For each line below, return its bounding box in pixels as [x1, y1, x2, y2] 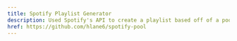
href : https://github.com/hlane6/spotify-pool [7, 23, 147, 30]
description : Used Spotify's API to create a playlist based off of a [7, 17, 219, 24]
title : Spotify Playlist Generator [7, 10, 112, 17]
